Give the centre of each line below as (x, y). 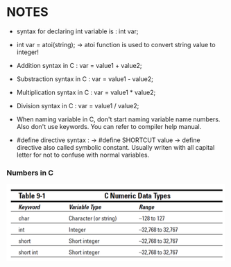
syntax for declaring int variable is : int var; (77, 31)
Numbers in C (30, 173)
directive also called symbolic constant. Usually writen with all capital (115, 147)
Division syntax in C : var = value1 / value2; (78, 105)
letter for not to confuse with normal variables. (83, 155)
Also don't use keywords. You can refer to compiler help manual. (109, 126)
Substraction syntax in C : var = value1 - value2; (85, 79)
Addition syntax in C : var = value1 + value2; (79, 65)
